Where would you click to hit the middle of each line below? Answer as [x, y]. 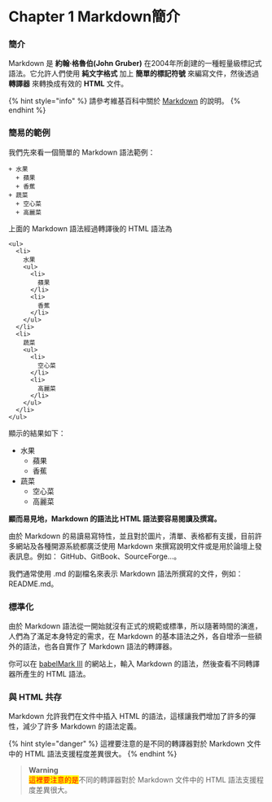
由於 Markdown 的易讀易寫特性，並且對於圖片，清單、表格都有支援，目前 [132, 536]
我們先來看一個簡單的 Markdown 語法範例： [82, 152]
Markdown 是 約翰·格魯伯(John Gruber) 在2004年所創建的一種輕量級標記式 [135, 64]
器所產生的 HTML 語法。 [49, 674]
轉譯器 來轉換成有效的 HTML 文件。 [68, 84]
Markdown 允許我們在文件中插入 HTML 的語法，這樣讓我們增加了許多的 [129, 717]
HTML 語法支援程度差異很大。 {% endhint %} [101, 754]
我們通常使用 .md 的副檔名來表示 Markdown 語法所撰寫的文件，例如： [126, 573]
